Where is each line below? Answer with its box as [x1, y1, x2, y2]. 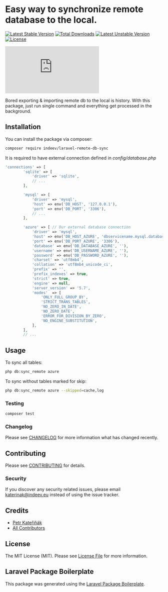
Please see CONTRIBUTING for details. [5, 462, 86, 468]
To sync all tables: [5, 359, 42, 365]
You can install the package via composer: [5, 136, 92, 142]
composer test [5, 411, 35, 417]
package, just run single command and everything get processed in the [5, 103, 152, 109]
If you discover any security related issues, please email [5, 486, 121, 492]
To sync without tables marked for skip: [5, 378, 86, 384]
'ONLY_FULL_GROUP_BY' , [40, 295, 88, 300]
